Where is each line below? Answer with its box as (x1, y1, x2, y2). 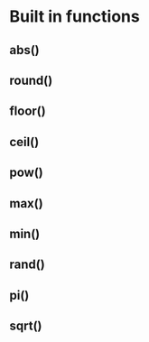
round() (9, 72, 53, 88)
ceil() (9, 134, 40, 150)
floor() (9, 104, 47, 119)
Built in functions (9, 6, 140, 27)
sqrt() (9, 319, 42, 334)
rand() (9, 257, 45, 273)
